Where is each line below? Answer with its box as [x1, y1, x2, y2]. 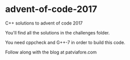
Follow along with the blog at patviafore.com [5, 49, 97, 55]
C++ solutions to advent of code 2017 [5, 20, 83, 26]
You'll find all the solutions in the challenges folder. [5, 29, 110, 35]
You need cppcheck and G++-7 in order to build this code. [5, 39, 125, 45]
